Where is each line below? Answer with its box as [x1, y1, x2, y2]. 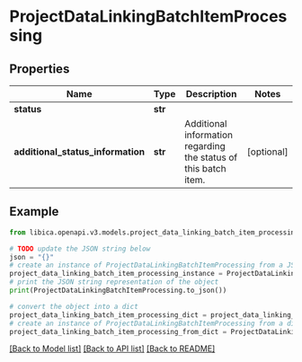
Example [9, 204, 59, 219]
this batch [183, 163, 226, 174]
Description [185, 88, 237, 100]
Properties [9, 61, 70, 76]
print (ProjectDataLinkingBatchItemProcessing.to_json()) [9, 286, 227, 296]
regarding [183, 140, 226, 152]
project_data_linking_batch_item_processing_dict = [9, 310, 207, 320]
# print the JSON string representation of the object [9, 278, 219, 287]
